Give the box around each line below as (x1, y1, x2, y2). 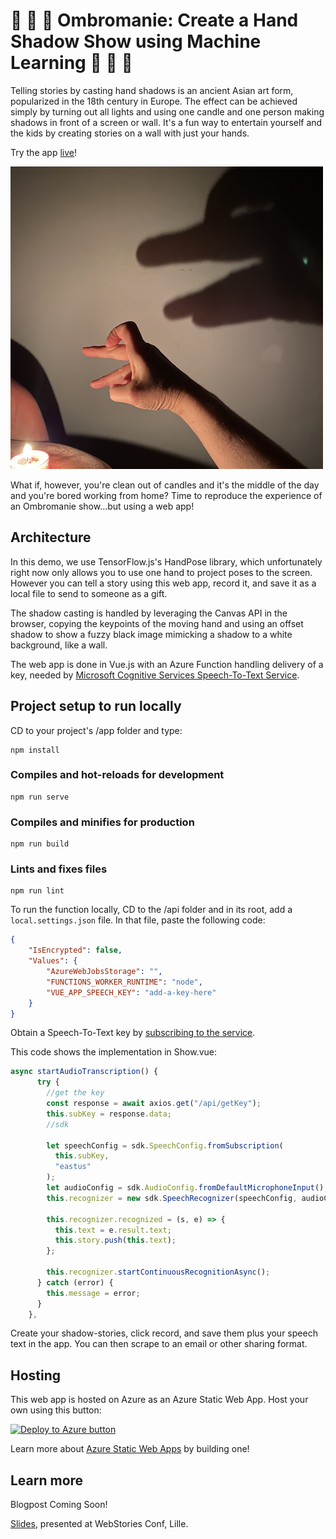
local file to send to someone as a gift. (10, 587, 168, 599)
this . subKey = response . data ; (46, 1109, 172, 1119)
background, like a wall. (10, 639, 108, 651)
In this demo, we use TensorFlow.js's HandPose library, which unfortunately (10, 555, 323, 568)
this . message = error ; (46, 1288, 141, 1298)
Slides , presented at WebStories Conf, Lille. (10, 1518, 189, 1530)
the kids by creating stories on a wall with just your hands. (10, 127, 250, 139)
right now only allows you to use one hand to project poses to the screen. (10, 566, 313, 578)
